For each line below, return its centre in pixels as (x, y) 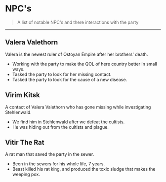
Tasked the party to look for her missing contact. (62, 74)
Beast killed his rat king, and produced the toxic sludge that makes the (84, 169)
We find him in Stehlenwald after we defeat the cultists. (68, 122)
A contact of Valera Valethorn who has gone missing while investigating (78, 107)
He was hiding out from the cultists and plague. (60, 127)
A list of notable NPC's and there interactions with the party (78, 22)
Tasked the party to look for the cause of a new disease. (70, 79)
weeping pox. (26, 174)
